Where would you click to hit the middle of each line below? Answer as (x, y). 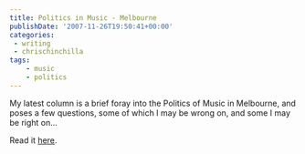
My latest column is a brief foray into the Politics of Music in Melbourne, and (153, 103)
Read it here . (33, 140)
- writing (32, 43)
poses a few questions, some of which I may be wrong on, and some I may (150, 113)
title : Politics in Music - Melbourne (83, 18)
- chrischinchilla (48, 52)
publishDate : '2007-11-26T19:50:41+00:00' (91, 26)
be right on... (33, 122)
